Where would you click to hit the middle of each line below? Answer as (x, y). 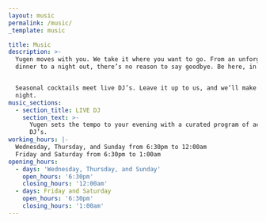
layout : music (32, 15)
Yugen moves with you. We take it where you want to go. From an (125, 59)
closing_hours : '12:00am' (65, 184)
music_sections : (35, 103)
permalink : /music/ (40, 23)
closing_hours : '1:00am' (63, 206)
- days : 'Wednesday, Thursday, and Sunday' (88, 169)
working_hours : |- (38, 140)
